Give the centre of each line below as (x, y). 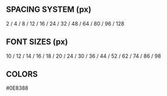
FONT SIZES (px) (37, 42)
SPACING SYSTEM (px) (49, 10)
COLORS (22, 74)
